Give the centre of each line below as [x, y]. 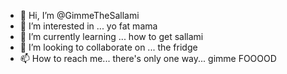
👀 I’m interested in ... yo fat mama [88, 26]
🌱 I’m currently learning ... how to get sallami [111, 36]
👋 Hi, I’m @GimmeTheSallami [79, 15]
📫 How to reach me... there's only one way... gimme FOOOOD [148, 58]
